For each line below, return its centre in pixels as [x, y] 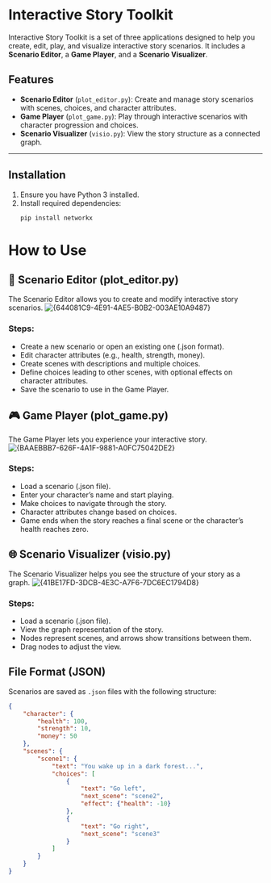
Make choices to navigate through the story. [93, 503]
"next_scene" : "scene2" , [122, 797]
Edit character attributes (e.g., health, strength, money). [113, 355]
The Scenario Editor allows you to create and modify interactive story [123, 299]
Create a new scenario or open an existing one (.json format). [122, 346]
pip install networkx [56, 218]
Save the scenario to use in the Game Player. [94, 389]
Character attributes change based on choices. [98, 512]
